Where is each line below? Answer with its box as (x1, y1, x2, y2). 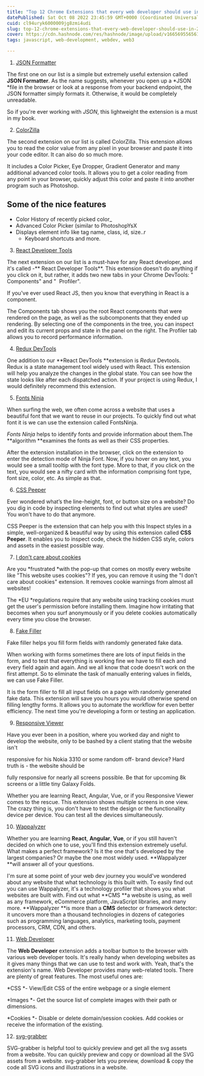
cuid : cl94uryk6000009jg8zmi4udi (7, 20, 91, 26)
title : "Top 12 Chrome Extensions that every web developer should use (7, 8, 191, 15)
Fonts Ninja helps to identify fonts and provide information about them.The (7, 431, 193, 438)
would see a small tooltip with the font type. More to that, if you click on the (7, 461, 195, 469)
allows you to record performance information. (7, 333, 123, 340)
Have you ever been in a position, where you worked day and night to (7, 731, 180, 738)
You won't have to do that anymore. (7, 510, 96, 518)
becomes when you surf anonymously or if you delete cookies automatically (7, 609, 197, 616)
